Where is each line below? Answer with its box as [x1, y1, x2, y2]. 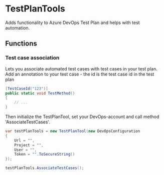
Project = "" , [14, 142, 44, 147]
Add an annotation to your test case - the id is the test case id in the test [5, 71, 154, 77]
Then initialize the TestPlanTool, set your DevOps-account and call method [5, 113, 159, 119]
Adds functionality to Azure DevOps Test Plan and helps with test [5, 19, 140, 25]
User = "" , [14, 147, 37, 152]
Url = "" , [14, 138, 35, 143]
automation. [5, 24, 30, 30]
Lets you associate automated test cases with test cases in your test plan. [5, 65, 158, 71]
